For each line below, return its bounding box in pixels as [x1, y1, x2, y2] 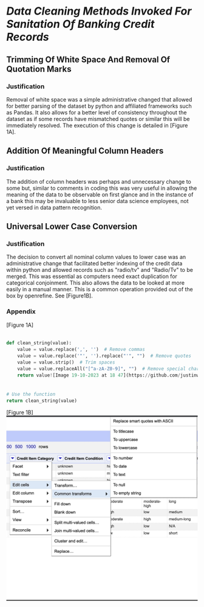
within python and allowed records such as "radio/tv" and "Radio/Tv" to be [6, 266, 193, 274]
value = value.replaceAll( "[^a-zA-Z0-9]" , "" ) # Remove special [17, 366, 186, 372]
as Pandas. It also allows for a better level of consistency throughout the [6, 108, 187, 116]
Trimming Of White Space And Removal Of [6, 54, 171, 64]
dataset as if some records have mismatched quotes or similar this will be [6, 115, 190, 122]
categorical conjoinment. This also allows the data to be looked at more [6, 279, 185, 286]
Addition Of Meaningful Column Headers [6, 146, 164, 156]
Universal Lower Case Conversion [6, 221, 138, 232]
